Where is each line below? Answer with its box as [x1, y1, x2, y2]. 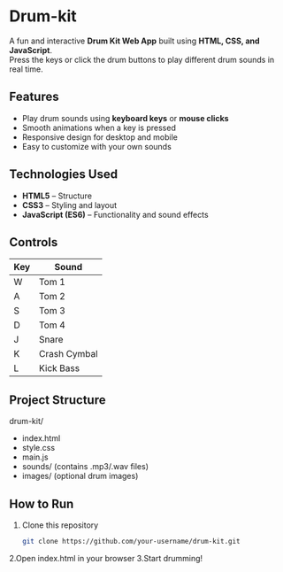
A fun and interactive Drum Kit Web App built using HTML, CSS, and [9, 35, 260, 46]
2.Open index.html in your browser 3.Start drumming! [9, 553, 203, 563]
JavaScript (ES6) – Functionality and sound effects [21, 209, 210, 220]
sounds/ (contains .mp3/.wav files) [21, 461, 149, 472]
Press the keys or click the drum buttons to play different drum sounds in [9, 54, 275, 65]
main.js [21, 452, 49, 462]
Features [9, 89, 59, 104]
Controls [9, 235, 58, 250]
